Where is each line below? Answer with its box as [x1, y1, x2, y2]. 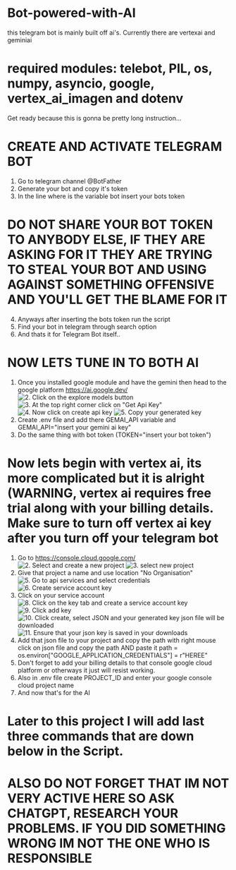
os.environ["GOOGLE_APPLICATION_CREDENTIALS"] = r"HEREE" [17, 651, 208, 659]
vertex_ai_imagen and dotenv [7, 90, 184, 107]
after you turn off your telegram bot [7, 530, 218, 546]
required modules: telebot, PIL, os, [7, 61, 213, 77]
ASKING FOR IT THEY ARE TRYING [7, 247, 213, 262]
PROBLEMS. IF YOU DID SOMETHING [7, 821, 226, 836]
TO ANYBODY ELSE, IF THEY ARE [7, 231, 206, 248]
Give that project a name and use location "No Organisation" [17, 568, 194, 576]
